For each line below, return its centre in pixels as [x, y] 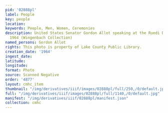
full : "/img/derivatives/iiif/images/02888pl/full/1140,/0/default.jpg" [82, 93]
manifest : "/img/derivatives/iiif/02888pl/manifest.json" [67, 98]
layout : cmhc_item [24, 84]
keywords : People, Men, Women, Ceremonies [50, 28]
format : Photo [20, 70]
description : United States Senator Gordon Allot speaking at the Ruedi [82, 33]
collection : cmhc [23, 103]
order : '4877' [20, 79]
